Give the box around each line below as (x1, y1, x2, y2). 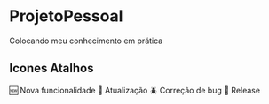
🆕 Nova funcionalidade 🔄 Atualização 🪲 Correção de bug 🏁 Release (9, 85, 260, 95)
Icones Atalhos (9, 61, 94, 76)
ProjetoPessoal (9, 6, 123, 26)
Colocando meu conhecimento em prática (9, 35, 163, 46)
